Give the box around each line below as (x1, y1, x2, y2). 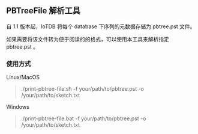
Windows (6, 103, 30, 111)
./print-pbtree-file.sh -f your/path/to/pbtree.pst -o (20, 85, 145, 93)
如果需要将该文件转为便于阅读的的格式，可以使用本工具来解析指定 (6, 35, 169, 43)
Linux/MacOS (6, 74, 40, 81)
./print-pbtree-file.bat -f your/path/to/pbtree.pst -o (20, 115, 146, 122)
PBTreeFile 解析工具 (6, 5, 81, 16)
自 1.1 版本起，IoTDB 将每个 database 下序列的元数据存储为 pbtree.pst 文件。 (6, 23, 196, 30)
